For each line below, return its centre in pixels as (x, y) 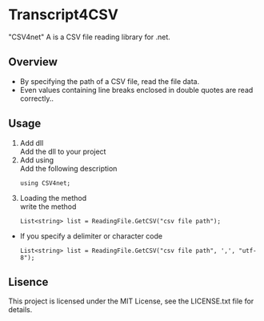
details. (20, 310)
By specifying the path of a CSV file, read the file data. (110, 81)
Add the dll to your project (63, 151)
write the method (48, 207)
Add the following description (68, 168)
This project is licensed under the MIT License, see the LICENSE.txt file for (131, 301)
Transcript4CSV (63, 15)
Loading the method (53, 198)
